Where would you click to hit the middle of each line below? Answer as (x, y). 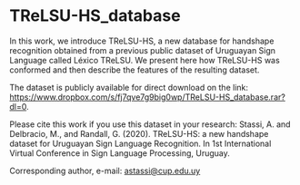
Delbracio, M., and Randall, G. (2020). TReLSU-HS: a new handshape (139, 133)
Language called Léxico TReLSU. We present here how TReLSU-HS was (145, 60)
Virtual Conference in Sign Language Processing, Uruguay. (120, 153)
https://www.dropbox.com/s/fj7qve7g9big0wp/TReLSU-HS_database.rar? (148, 97)
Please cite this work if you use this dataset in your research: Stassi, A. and (150, 124)
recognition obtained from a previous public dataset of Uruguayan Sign (142, 50)
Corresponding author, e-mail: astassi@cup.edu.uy (105, 170)
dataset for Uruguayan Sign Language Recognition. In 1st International (140, 143)
